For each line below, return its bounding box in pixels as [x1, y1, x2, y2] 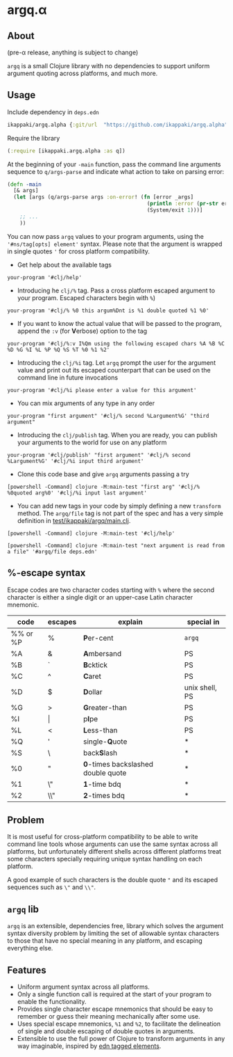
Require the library [7, 134, 60, 142]
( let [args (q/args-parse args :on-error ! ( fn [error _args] [13, 194, 194, 201]
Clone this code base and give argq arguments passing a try [17, 469, 189, 478]
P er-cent [83, 633, 114, 643]
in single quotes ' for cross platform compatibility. [7, 246, 150, 256]
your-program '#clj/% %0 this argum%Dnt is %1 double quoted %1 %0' [7, 307, 209, 314]
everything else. [7, 944, 53, 953]
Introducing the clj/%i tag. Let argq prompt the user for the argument [17, 358, 216, 367]
